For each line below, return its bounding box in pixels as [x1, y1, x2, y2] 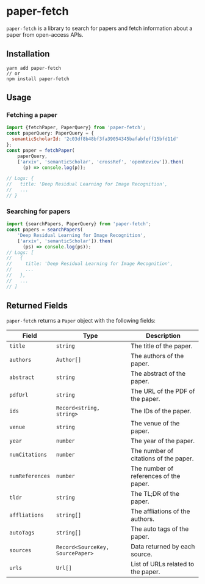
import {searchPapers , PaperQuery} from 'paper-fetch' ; [6, 221, 151, 227]
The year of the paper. [131, 436, 195, 445]
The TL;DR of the [131, 489, 180, 498]
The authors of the [131, 351, 184, 360]
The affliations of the [131, 507, 190, 515]
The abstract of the [131, 369, 186, 378]
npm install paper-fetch [6, 75, 70, 82]
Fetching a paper [6, 111, 58, 119]
